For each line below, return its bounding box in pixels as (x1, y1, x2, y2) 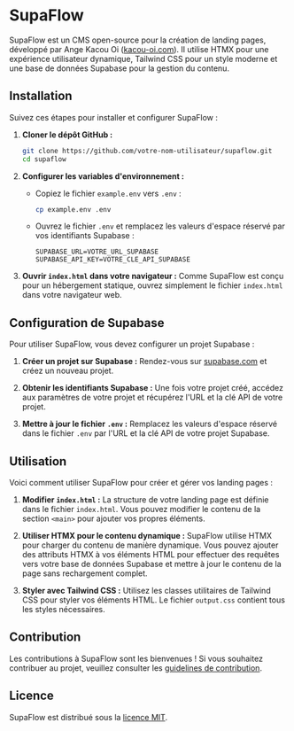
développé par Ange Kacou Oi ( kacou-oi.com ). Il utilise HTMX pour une (9, 43, 269, 54)
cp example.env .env (35, 205, 112, 214)
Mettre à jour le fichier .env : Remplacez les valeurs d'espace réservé (21, 418, 277, 430)
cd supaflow (21, 154, 66, 164)
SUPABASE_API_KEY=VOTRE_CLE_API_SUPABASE (35, 255, 190, 264)
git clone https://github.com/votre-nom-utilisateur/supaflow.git (21, 146, 273, 155)
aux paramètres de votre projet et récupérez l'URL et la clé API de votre (21, 392, 283, 403)
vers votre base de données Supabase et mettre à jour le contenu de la (21, 559, 282, 569)
